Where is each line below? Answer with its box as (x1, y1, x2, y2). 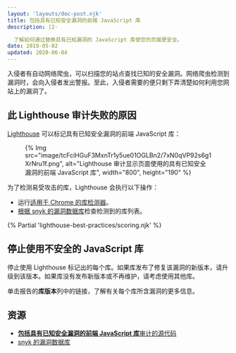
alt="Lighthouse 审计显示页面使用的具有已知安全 (66, 159, 206, 167)
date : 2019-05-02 (7, 43, 58, 50)
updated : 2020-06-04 (7, 49, 68, 56)
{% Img (25, 143, 47, 152)
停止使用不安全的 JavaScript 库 (7, 243, 144, 255)
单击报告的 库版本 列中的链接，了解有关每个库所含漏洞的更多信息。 (7, 286, 199, 295)
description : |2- (7, 23, 58, 30)
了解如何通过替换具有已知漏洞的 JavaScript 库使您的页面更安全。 (13, 36, 183, 43)
